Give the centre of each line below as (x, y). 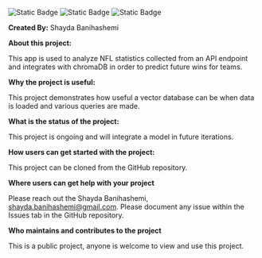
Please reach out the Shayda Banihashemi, (78, 198)
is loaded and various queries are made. (74, 106)
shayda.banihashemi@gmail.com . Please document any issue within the (126, 207)
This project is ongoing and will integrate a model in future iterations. (121, 137)
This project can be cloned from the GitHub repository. (98, 168)
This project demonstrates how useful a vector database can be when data (131, 98)
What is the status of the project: (64, 121)
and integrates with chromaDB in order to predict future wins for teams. (125, 67)
